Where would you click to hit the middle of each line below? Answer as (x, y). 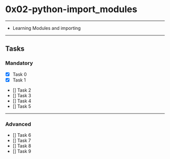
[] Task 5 (22, 106)
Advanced (18, 124)
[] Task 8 (22, 146)
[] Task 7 (22, 141)
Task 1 (19, 80)
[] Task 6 (22, 135)
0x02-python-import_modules (71, 9)
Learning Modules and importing (47, 28)
